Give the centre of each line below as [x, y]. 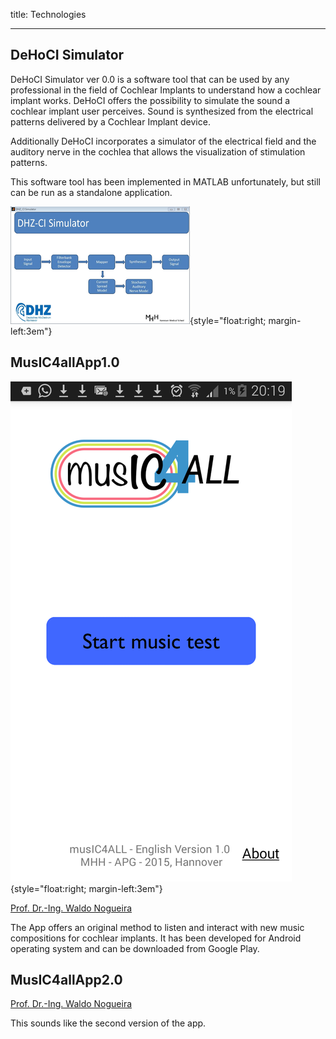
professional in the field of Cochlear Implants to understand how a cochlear [166, 90]
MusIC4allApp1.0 [65, 362]
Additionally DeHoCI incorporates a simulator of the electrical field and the [163, 141]
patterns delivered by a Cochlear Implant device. [110, 121]
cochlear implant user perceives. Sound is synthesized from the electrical [162, 111]
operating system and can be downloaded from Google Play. [135, 948]
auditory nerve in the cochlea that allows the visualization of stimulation [158, 151]
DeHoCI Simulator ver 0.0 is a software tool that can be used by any [150, 79]
